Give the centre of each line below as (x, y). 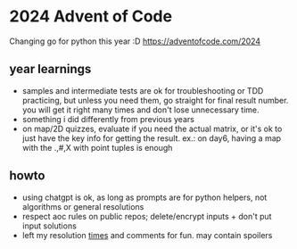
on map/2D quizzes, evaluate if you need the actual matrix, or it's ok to (152, 129)
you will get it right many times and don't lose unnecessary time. (141, 110)
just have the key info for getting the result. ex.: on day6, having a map (152, 138)
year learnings (50, 69)
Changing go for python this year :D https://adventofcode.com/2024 (135, 41)
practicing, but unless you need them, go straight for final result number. (155, 100)
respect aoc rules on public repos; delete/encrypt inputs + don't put (147, 216)
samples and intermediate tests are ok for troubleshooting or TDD (143, 90)
